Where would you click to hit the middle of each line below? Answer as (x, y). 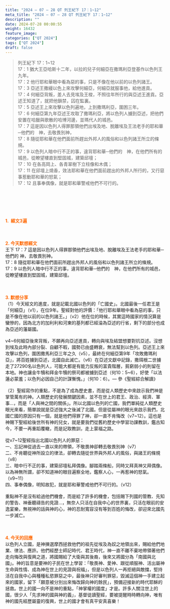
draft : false (19, 48)
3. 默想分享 (17, 297)
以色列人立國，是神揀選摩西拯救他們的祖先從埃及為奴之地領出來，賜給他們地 (85, 544)
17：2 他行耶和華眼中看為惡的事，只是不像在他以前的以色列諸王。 (86, 82)
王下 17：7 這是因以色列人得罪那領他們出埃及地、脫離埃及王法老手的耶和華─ (85, 249)
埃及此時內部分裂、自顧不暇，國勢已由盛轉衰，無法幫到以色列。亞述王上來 (87, 347)
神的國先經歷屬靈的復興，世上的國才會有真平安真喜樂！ (63, 601)
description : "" (22, 19)
